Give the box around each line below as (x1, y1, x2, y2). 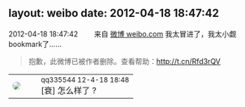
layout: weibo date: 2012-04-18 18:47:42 (8, 6, 219, 20)
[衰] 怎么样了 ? (41, 84, 97, 96)
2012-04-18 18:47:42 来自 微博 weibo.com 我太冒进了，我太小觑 (8, 28, 237, 39)
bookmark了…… (8, 39, 62, 49)
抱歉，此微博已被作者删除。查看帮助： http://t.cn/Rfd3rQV (28, 56, 221, 66)
